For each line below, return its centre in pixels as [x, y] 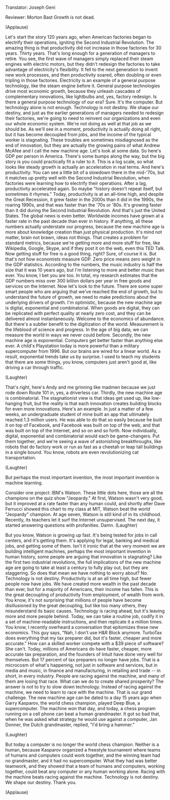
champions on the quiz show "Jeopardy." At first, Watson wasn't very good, [84, 498]
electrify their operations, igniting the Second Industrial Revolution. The [80, 42]
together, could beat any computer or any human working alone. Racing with [85, 771]
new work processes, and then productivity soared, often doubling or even [83, 75]
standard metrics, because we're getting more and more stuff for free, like [83, 243]
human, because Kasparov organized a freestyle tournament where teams [83, 750]
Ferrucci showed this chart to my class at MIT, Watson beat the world [78, 509]
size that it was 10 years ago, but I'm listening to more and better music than [85, 270]
